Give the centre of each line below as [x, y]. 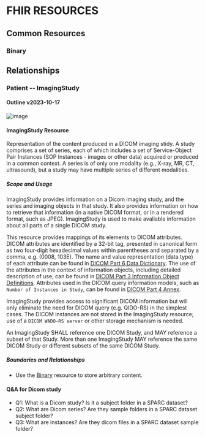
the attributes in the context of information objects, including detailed [94, 270]
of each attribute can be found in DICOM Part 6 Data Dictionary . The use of [101, 264]
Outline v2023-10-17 [33, 102]
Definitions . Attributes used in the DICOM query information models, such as [103, 283]
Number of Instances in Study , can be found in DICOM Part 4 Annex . [94, 289]
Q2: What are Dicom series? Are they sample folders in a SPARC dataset [106, 409]
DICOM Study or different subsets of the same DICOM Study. [83, 346]
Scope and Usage [30, 184]
